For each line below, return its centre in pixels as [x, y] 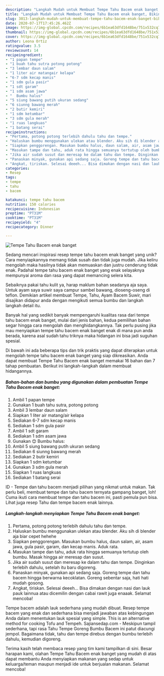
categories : [18, 168]
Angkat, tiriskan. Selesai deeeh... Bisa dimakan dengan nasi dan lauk [81, 588]
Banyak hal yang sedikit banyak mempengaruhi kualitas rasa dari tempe [78, 315]
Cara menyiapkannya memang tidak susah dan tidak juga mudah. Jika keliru [82, 259]
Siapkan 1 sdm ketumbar [37, 462]
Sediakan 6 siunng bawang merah [47, 451]
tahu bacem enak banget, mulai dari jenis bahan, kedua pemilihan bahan [78, 320]
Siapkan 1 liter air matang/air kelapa [48, 415]
